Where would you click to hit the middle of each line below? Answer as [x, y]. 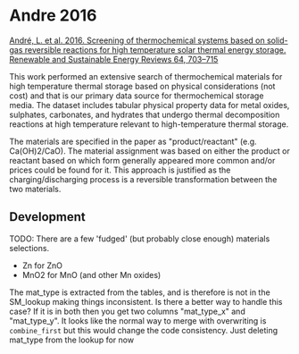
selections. [29, 248]
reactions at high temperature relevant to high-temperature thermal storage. [149, 124]
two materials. [35, 189]
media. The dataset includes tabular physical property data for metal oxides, [149, 105]
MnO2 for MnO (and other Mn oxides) [91, 274]
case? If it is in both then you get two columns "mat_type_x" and [127, 311]
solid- [277, 40]
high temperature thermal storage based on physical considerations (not [142, 86]
